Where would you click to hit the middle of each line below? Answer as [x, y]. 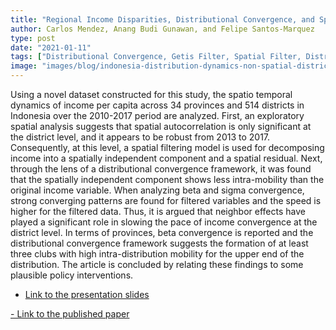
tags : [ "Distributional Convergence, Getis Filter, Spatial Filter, [156, 57]
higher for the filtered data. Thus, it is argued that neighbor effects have [158, 211]
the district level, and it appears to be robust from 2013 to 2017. [140, 137]
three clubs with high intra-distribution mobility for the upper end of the [157, 254]
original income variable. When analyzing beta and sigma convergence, [157, 190]
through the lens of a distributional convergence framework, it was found [161, 169]
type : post [33, 38]
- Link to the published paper [70, 314]
